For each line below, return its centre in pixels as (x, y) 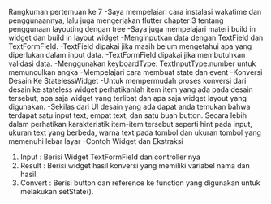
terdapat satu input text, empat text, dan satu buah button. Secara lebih (128, 115)
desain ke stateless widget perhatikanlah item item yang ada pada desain (131, 89)
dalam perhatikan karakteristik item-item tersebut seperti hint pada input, (131, 124)
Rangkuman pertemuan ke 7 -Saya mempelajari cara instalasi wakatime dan (135, 12)
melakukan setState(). (57, 191)
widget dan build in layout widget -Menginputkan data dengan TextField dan (136, 37)
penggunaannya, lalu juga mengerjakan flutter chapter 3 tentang (116, 20)
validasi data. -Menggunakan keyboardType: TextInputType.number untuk (132, 63)
